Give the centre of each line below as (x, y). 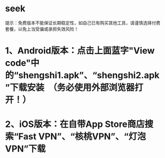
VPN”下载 (25, 149)
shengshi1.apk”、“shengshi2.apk (89, 76)
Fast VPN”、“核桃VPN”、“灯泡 (82, 137)
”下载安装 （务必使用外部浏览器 (70, 88)
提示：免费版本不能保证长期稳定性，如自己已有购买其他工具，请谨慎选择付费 (83, 23)
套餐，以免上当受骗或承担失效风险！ (42, 29)
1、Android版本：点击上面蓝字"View (80, 51)
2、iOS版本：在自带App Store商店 (75, 124)
